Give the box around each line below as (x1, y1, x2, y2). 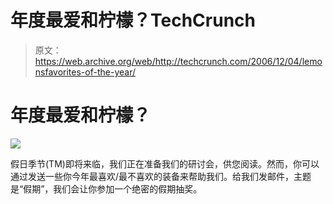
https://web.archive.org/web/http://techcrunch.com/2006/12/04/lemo (34, 55, 323, 67)
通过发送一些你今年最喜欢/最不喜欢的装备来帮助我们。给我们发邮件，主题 (10, 170, 312, 182)
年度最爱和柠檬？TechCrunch (10, 9, 256, 32)
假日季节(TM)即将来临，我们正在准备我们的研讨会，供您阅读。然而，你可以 (10, 157, 320, 170)
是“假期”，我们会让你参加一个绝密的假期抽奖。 (10, 182, 203, 195)
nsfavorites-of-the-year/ (34, 66, 136, 78)
